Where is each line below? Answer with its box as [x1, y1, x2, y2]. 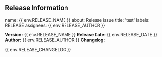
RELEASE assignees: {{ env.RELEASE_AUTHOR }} [5, 22, 105, 28]
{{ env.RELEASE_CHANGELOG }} [5, 46, 71, 52]
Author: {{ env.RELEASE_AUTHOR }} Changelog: [5, 37, 105, 43]
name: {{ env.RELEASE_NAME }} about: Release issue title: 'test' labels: [5, 17, 150, 23]
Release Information [5, 4, 69, 12]
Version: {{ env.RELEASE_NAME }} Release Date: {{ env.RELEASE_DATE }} [5, 31, 158, 37]
